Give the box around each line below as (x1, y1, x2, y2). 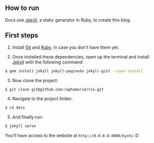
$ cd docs (5, 105, 25, 110)
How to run (5, 4, 40, 12)
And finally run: (12, 114, 43, 120)
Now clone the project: (12, 77, 59, 83)
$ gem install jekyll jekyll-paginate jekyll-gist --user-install (5, 68, 143, 73)
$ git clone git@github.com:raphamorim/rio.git (5, 87, 104, 92)
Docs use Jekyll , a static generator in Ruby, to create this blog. (5, 17, 131, 23)
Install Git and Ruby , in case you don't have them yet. (12, 44, 119, 50)
